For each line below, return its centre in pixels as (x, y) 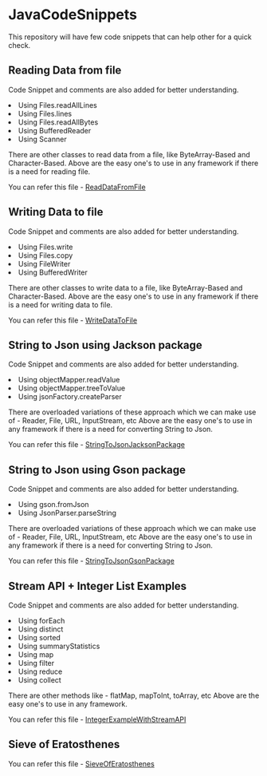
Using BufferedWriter (53, 272)
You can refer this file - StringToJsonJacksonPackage (97, 445)
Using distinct (41, 629)
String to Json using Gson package (97, 470)
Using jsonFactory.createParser (70, 397)
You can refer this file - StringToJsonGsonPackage (92, 561)
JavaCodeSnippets (73, 15)
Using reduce (41, 671)
